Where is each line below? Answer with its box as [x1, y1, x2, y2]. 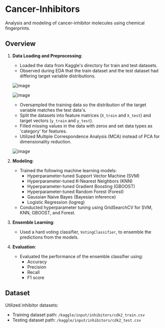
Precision [27, 264, 47, 270]
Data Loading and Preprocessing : [12, 53, 83, 59]
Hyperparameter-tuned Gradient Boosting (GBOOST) [27, 183, 135, 189]
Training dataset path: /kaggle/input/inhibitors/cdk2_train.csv [12, 312, 145, 318]
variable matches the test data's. [19, 107, 87, 113]
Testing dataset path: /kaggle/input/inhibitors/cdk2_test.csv [12, 317, 141, 323]
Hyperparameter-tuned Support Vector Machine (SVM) [27, 173, 140, 179]
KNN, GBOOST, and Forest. [19, 209, 76, 215]
